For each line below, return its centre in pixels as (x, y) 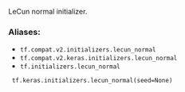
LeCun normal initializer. (48, 11)
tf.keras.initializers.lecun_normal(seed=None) (92, 81)
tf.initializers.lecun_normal (70, 67)
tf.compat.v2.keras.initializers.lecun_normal (98, 59)
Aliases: (25, 32)
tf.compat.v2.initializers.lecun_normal (88, 50)
